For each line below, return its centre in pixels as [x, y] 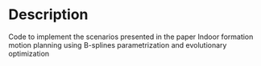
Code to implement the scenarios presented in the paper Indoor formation [131, 37]
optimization [29, 53]
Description [48, 15]
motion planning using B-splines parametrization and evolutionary [118, 45]
